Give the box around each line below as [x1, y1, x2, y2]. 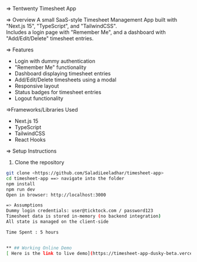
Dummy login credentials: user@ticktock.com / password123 [6, 208, 154, 214]
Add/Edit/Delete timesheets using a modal [14, 76, 117, 83]
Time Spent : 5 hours [6, 229, 59, 235]
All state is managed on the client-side [6, 219, 109, 225]
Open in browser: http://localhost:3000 [6, 192, 107, 198]
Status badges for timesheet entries [14, 89, 101, 95]
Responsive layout [14, 82, 59, 89]
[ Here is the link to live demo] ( [6, 250, 93, 256]
